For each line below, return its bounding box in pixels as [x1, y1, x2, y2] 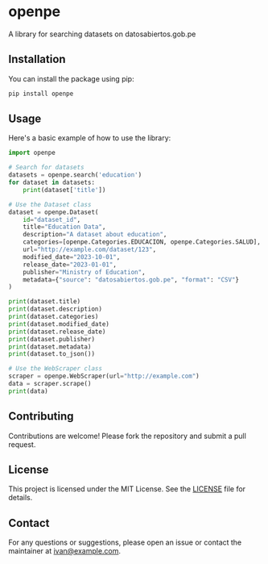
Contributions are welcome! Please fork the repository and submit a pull [8, 431, 247, 441]
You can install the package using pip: [8, 73, 134, 83]
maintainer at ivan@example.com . [8, 546, 122, 556]
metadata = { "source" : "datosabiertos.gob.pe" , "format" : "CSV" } [23, 275, 240, 284]
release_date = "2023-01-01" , [23, 261, 117, 269]
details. [8, 493, 33, 503]
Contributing [8, 410, 74, 424]
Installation [8, 52, 66, 66]
